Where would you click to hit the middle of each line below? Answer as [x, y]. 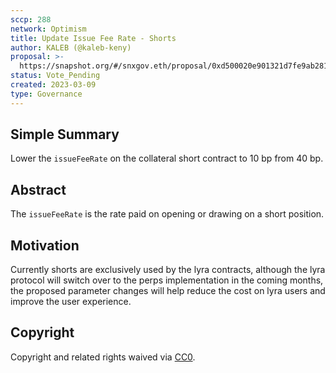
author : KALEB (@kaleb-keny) [71, 47]
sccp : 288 [31, 19]
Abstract [38, 189]
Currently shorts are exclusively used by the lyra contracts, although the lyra [168, 270]
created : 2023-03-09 [53, 85]
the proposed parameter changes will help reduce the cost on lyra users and [168, 291]
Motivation [45, 245]
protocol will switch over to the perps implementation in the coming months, [167, 280]
